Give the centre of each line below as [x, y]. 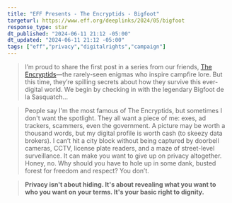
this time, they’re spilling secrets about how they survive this [113, 82]
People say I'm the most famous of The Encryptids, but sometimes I [123, 111]
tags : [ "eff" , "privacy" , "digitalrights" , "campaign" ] [87, 47]
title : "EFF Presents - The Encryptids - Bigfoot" [83, 14]
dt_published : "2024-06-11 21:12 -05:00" [69, 34]
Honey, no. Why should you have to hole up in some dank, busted [120, 163]
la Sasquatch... [46, 97]
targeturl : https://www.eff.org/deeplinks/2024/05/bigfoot [96, 21]
